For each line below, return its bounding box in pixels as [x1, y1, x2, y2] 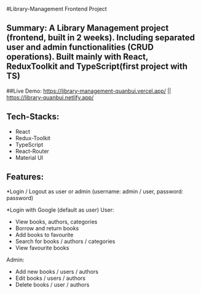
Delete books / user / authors [15, 281, 90, 288]
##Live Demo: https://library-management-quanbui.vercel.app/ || [6, 87, 171, 95]
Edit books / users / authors [15, 274, 86, 282]
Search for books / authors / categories [15, 238, 116, 245]
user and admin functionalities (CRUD [6, 42, 154, 53]
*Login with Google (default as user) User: [6, 206, 114, 214]
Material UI [15, 153, 44, 161]
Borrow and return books [15, 225, 79, 232]
